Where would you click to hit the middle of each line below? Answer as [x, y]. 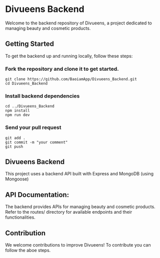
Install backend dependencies [42, 96]
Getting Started [30, 44]
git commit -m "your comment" [37, 142]
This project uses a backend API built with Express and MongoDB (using [79, 174]
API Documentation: [37, 194]
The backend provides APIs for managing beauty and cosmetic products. [80, 207]
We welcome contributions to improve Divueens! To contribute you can [78, 245]
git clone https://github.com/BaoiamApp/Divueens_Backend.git [71, 79]
